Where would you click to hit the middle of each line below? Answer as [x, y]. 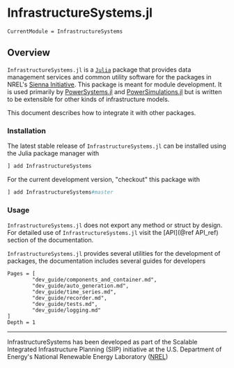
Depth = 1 [22, 323]
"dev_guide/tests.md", [65, 305]
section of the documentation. [50, 240]
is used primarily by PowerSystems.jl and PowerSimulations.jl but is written [115, 91]
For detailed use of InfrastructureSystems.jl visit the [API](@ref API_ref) [113, 233]
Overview [29, 53]
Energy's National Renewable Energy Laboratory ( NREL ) [88, 357]
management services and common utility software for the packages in [109, 77]
